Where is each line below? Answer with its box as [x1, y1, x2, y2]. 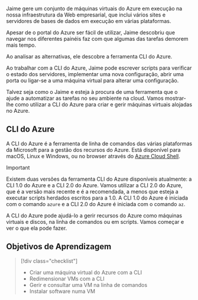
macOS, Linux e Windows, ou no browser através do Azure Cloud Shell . [6, 152, 180, 159]
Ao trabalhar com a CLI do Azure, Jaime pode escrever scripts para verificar [6, 64, 192, 71]
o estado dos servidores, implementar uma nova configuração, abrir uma [6, 71, 184, 77]
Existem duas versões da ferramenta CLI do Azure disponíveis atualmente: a [6, 175, 192, 182]
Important [6, 164, 30, 171]
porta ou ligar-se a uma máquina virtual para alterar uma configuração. [6, 77, 179, 84]
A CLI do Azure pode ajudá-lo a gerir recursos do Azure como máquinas [6, 212, 182, 219]
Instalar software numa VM [29, 288, 96, 295]
